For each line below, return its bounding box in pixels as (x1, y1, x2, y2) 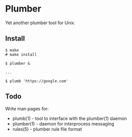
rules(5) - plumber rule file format (12, 126, 82, 132)
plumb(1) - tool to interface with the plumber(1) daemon (12, 115, 127, 121)
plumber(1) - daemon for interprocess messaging (12, 120, 114, 126)
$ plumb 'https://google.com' (5, 79, 69, 84)
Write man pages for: (5, 105, 49, 111)
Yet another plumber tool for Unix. (5, 20, 76, 26)
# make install (5, 52, 37, 57)
